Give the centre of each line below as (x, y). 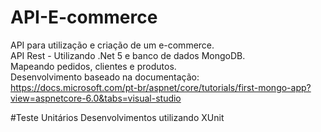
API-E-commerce (84, 17)
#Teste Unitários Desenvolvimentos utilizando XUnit (117, 117)
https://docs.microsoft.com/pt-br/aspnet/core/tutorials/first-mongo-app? (161, 87)
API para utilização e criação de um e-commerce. (112, 45)
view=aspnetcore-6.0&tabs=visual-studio (96, 98)
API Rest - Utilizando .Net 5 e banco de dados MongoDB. (128, 55)
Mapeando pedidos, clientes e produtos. (93, 66)
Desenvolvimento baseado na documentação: (105, 77)
